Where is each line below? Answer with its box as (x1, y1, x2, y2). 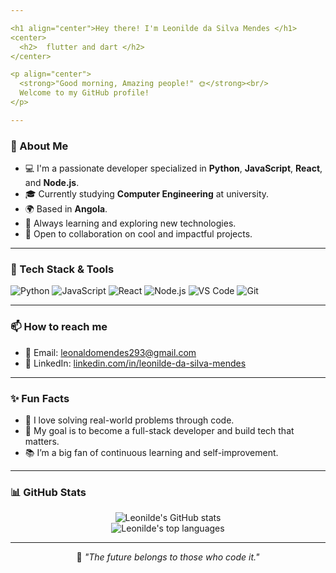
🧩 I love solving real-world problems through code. (24, 414, 235, 426)
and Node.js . (24, 177, 80, 189)
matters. (24, 435, 60, 447)
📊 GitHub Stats (10, 485, 87, 499)
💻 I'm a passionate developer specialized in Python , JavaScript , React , (24, 162, 323, 175)
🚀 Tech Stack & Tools (10, 262, 115, 276)
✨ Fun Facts (10, 391, 70, 405)
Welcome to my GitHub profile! (19, 88, 150, 98)
